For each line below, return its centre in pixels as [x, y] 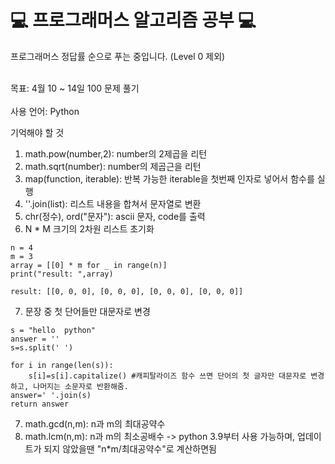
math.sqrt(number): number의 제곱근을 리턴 [113, 166]
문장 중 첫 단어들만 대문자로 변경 [87, 311]
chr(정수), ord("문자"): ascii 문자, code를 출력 [115, 216]
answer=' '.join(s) [51, 395]
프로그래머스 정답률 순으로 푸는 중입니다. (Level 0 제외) [118, 56]
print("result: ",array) [62, 274]
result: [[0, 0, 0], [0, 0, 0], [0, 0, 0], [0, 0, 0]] [127, 291]
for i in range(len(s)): [62, 365]
